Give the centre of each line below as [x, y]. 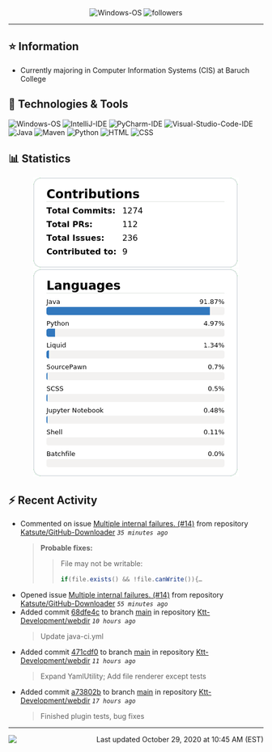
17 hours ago [114, 701]
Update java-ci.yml [72, 636]
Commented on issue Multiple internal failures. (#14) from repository [134, 524]
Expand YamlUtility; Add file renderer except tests [123, 676]
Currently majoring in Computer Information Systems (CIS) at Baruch [134, 70]
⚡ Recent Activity [53, 500]
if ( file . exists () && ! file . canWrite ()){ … [131, 580]
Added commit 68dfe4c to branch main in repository [108, 612]
